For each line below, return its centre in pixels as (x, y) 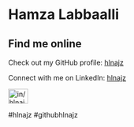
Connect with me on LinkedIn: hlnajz (67, 78)
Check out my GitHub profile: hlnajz (66, 62)
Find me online (45, 44)
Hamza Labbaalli (64, 15)
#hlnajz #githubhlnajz (43, 115)
